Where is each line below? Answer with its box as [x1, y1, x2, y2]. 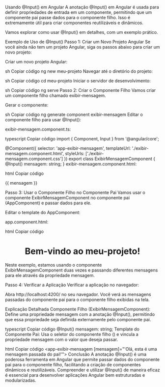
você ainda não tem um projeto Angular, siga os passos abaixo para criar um [5, 44, 160, 50]
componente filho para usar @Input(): [5, 117, 82, 122]
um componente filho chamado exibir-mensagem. [5, 93, 107, 98]
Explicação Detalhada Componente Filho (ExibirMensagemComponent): [5, 306, 151, 312]
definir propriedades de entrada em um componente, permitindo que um [5, 9, 152, 15]
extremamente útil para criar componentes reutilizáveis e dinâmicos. [5, 20, 144, 26]
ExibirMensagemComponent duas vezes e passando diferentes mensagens [5, 267, 158, 273]
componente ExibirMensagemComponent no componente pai [5, 195, 130, 200]
